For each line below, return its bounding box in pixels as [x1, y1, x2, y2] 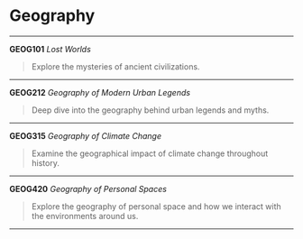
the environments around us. [31, 210, 139, 221]
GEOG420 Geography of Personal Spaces [9, 183, 167, 194]
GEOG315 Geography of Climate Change [9, 130, 162, 141]
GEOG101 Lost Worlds [9, 43, 92, 54]
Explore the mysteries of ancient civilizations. [31, 60, 200, 72]
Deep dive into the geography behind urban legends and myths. [31, 105, 270, 115]
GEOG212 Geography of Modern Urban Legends [9, 87, 191, 97]
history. [31, 157, 60, 168]
